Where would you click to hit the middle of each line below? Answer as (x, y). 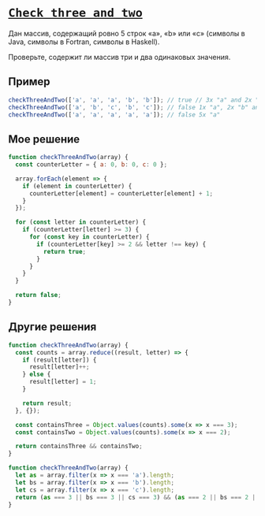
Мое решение (44, 139)
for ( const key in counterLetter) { (89, 237)
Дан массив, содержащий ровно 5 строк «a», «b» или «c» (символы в (127, 33)
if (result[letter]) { (60, 360)
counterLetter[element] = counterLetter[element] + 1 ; (121, 193)
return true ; (65, 251)
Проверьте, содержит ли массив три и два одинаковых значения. (119, 57)
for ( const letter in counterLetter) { (81, 222)
